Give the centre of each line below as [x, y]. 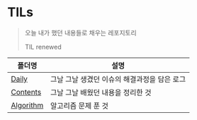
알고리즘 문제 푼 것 [79, 105]
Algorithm [27, 105]
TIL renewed [43, 47]
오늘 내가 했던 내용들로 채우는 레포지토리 [80, 32]
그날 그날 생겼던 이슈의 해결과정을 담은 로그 [118, 79]
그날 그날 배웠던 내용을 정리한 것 [101, 92]
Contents [26, 92]
